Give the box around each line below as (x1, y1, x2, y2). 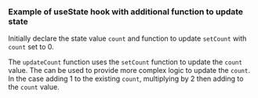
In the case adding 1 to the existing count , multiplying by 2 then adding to (8, 74, 244, 84)
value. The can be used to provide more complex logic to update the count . (8, 66, 251, 75)
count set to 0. (8, 42, 55, 52)
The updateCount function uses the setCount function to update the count (8, 57, 243, 67)
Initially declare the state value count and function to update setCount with (8, 34, 247, 43)
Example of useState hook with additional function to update (8, 6, 244, 17)
